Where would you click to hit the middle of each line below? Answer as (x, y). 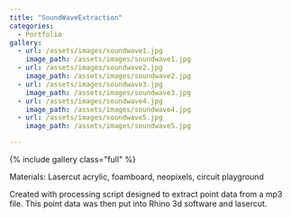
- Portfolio (40, 34)
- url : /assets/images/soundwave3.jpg (91, 84)
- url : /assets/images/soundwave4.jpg (91, 101)
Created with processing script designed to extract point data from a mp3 (146, 194)
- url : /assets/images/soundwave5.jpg (91, 118)
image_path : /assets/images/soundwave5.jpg (109, 126)
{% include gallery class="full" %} (73, 159)
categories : (32, 26)
